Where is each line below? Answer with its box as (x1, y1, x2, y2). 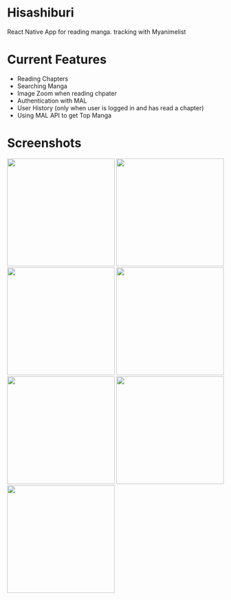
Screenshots (7, 136, 82, 151)
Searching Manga (16, 81, 67, 90)
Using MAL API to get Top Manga (16, 111, 112, 119)
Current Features (7, 52, 107, 68)
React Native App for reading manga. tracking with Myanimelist (7, 28, 186, 36)
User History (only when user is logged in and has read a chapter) (16, 103, 204, 112)
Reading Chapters (16, 74, 69, 83)
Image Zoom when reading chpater (16, 89, 117, 97)
